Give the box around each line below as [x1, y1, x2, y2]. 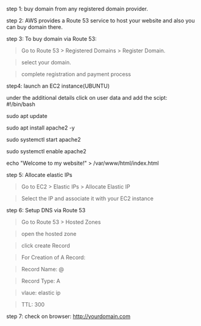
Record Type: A [21, 277, 61, 285]
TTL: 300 [21, 301, 45, 308]
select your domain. [21, 59, 71, 66]
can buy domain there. [6, 24, 63, 30]
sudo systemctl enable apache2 [6, 148, 86, 154]
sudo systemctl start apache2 [6, 136, 81, 143]
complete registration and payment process [21, 71, 132, 78]
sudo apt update [6, 113, 48, 119]
